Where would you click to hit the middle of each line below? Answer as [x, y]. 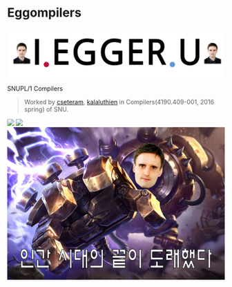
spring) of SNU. [46, 109]
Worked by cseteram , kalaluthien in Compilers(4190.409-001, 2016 [119, 102]
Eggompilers [44, 13]
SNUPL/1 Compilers [35, 89]
